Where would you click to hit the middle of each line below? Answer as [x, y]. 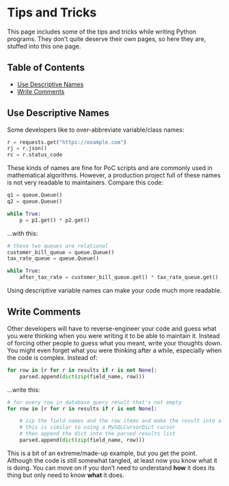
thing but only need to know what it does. [66, 475]
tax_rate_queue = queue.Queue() [53, 258]
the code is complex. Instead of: [52, 357]
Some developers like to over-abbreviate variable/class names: [96, 130]
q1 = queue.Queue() [35, 195]
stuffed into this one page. [44, 46]
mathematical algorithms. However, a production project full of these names [114, 175]
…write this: [24, 389]
